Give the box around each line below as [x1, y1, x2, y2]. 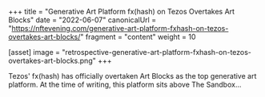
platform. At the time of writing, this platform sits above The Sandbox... [8, 80, 242, 89]
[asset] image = [8, 48, 60, 56]
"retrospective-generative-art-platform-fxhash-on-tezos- [61, 48, 252, 56]
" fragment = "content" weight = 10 [79, 32, 196, 41]
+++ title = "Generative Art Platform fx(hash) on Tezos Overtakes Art [8, 7, 235, 16]
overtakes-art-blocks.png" [8, 56, 96, 65]
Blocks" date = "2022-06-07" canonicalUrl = [8, 15, 157, 25]
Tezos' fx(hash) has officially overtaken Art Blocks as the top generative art [8, 72, 257, 80]
